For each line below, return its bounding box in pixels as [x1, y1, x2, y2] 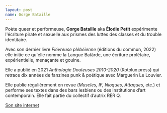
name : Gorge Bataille [5, 12, 51, 17]
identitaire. [5, 36, 28, 43]
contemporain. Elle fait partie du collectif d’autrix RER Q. [5, 92, 121, 98]
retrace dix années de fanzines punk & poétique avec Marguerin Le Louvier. [5, 72, 162, 78]
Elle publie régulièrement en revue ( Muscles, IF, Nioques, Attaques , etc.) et [5, 81, 160, 88]
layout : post [5, 7, 33, 13]
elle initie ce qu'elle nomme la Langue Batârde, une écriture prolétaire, [5, 51, 151, 58]
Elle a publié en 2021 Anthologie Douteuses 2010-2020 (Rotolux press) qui [5, 66, 159, 73]
